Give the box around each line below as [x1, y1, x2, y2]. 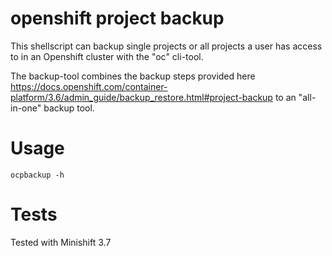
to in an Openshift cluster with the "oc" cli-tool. [10, 50, 204, 62]
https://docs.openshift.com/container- [10, 80, 168, 92]
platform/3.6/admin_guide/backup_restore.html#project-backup [10, 91, 273, 103]
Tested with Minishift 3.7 [10, 236, 112, 248]
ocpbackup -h [10, 170, 65, 180]
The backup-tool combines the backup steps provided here [10, 70, 256, 82]
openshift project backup [10, 7, 225, 30]
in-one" [10, 102, 42, 114]
